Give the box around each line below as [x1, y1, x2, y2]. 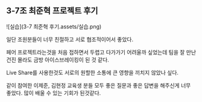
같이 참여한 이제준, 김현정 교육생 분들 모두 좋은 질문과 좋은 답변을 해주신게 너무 [6, 81, 191, 89]
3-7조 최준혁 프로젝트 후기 [6, 5, 98, 16]
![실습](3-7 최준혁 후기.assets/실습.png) [6, 23, 102, 30]
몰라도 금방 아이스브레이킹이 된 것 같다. [17, 56, 110, 63]
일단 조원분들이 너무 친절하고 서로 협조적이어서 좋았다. [6, 36, 134, 43]
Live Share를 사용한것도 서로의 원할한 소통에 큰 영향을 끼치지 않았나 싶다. [6, 69, 179, 76]
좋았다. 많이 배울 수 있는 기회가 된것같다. [6, 89, 101, 97]
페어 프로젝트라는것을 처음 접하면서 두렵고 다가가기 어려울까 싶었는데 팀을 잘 [6, 48, 185, 56]
